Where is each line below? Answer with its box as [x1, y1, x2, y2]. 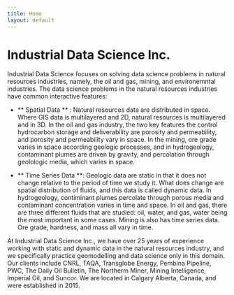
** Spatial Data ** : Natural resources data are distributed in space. [17, 106, 211, 114]
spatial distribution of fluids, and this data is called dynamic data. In [17, 186, 212, 194]
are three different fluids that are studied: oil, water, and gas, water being [17, 208, 228, 217]
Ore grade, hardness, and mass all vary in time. [17, 223, 154, 231]
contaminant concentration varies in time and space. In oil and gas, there [17, 201, 228, 210]
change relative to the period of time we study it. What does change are [17, 179, 225, 187]
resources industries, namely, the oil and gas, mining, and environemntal [7, 78, 216, 86]
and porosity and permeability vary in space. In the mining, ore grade [17, 136, 217, 144]
